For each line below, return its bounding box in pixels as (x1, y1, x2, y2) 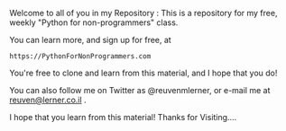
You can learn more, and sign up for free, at (9, 35, 171, 45)
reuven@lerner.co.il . (9, 94, 88, 105)
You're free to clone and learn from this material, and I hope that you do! (9, 67, 278, 78)
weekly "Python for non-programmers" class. (9, 17, 179, 28)
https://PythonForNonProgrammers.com (9, 52, 152, 61)
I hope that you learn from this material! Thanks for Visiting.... (9, 112, 237, 122)
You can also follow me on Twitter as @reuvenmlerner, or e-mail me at (9, 85, 271, 95)
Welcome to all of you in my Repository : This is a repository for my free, (9, 8, 278, 18)
